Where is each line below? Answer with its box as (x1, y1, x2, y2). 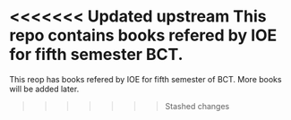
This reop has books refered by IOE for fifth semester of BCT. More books (9, 73, 282, 84)
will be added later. (9, 83, 80, 94)
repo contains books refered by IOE (9, 25, 278, 46)
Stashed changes (165, 100, 230, 111)
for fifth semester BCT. (9, 45, 184, 64)
